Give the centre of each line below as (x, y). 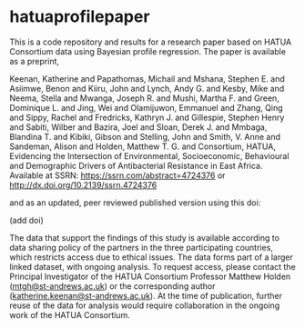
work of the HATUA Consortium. (70, 314)
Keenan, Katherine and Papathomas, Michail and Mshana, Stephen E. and (147, 78)
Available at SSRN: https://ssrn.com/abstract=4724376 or (117, 175)
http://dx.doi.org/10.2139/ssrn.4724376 (83, 184)
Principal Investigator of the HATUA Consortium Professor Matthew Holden (150, 276)
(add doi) (26, 220)
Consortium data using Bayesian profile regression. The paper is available (148, 51)
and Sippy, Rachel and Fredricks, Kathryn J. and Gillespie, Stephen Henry (147, 117)
